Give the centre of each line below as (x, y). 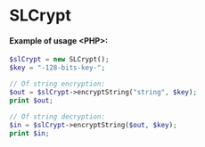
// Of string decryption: (57, 117)
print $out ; (31, 100)
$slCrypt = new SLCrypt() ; (59, 60)
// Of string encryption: (57, 84)
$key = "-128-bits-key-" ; (57, 68)
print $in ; (29, 133)
